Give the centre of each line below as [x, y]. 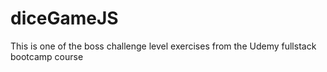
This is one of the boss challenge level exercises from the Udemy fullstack [163, 46]
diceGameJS [64, 18]
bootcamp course [47, 56]
